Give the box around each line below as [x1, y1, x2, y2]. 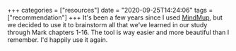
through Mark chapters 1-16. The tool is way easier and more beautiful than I [7, 28, 230, 36]
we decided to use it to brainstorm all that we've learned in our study [7, 21, 208, 29]
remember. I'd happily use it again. [7, 36, 108, 44]
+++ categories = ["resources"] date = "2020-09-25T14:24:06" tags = [7, 6, 213, 14]
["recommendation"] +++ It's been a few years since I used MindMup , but [7, 13, 223, 22]
